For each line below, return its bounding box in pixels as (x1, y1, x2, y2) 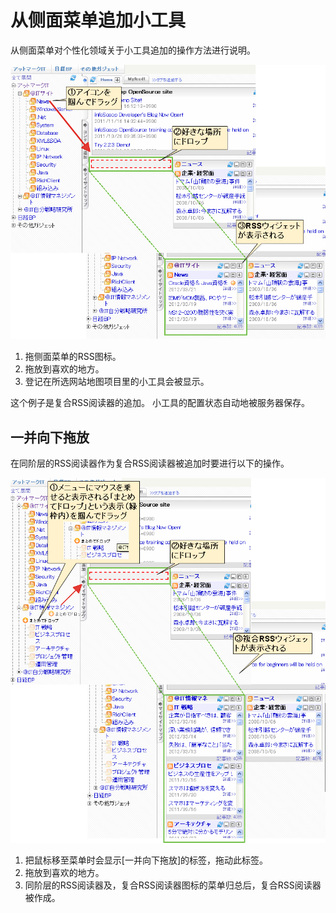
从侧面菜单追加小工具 (10, 9, 187, 32)
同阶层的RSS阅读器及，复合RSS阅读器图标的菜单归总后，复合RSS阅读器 (24, 879, 322, 891)
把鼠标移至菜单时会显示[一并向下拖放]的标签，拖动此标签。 (24, 854, 269, 866)
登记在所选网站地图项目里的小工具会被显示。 (24, 376, 210, 388)
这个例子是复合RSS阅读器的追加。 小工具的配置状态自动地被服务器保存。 (10, 397, 310, 409)
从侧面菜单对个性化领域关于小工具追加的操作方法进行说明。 (10, 44, 256, 56)
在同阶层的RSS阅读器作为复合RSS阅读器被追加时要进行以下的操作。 (10, 457, 290, 470)
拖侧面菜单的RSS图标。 (24, 351, 122, 363)
